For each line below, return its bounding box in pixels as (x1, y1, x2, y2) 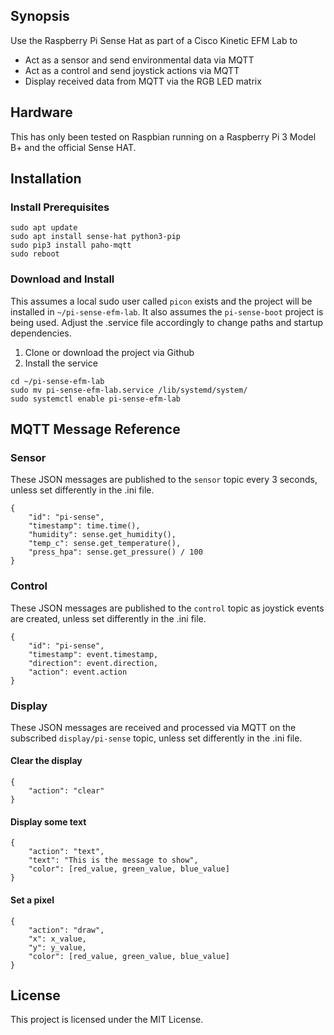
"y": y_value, (28, 942, 87, 953)
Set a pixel (10, 894, 55, 906)
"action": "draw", (28, 925, 105, 935)
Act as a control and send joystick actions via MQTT (24, 64, 240, 76)
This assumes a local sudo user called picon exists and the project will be (10, 295, 313, 307)
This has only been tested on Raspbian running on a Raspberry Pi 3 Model (10, 130, 317, 143)
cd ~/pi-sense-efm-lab (10, 376, 105, 386)
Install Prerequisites (10, 200, 110, 214)
